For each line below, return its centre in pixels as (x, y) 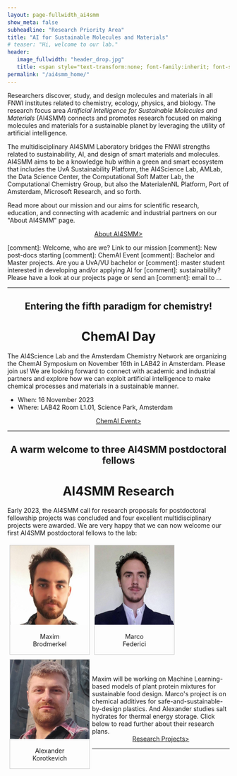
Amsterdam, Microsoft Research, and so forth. (74, 191)
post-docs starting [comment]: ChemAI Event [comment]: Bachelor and (111, 255)
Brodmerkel (50, 644)
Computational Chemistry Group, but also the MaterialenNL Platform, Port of (118, 184)
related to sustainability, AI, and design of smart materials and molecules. (114, 154)
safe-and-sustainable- (190, 701)
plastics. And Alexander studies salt (175, 709)
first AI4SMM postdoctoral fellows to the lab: (72, 533)
